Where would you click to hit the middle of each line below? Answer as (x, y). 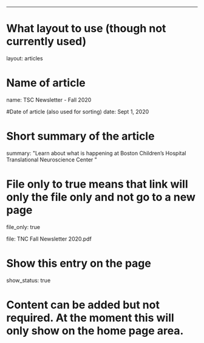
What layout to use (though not (86, 29)
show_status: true (29, 280)
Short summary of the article (80, 136)
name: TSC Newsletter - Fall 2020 (49, 100)
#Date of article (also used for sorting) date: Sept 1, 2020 (78, 111)
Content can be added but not (83, 305)
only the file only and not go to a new (101, 197)
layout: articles (25, 58)
